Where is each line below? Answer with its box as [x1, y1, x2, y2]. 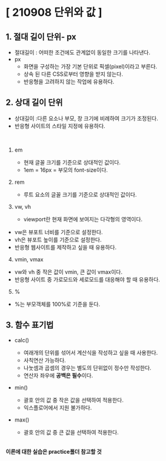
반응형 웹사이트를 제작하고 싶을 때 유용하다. [14, 243, 117, 251]
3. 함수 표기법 [5, 320, 54, 331]
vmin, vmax [14, 255, 44, 263]
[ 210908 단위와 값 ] [5, 5, 102, 19]
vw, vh [14, 203, 32, 210]
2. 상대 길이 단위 [5, 98, 63, 108]
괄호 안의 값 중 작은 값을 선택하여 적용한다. [23, 396, 124, 403]
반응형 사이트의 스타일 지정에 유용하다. [14, 122, 105, 129]
